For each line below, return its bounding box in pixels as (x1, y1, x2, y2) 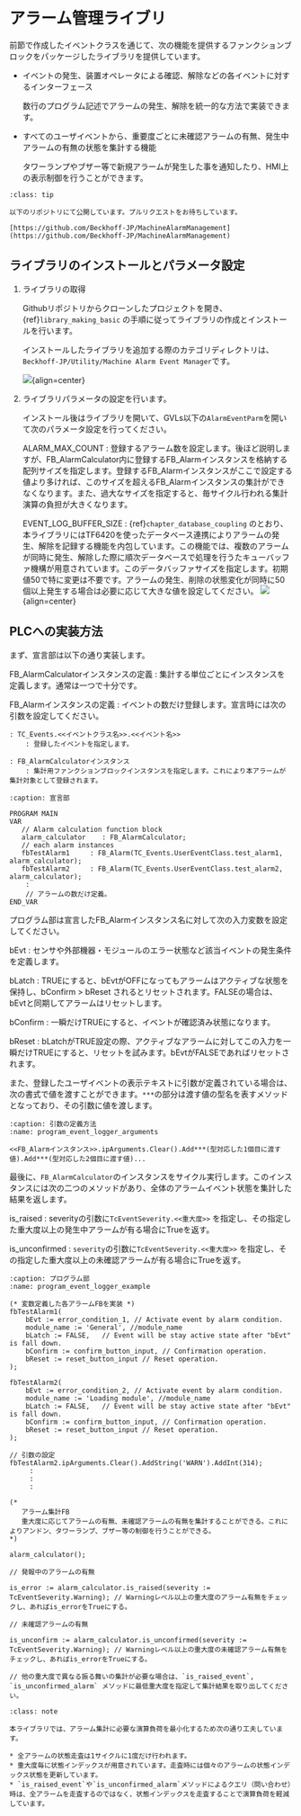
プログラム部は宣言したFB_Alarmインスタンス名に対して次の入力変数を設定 (9, 914, 288, 925)
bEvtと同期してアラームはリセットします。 (9, 997, 167, 1008)
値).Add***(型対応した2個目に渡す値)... (9, 1154, 146, 1163)
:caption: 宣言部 (9, 793, 70, 802)
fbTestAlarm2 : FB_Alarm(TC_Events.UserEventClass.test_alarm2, (21, 864, 283, 873)
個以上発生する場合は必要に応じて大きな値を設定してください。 (22, 586, 259, 596)
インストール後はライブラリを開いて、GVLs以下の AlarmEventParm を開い (22, 412, 288, 423)
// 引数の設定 (9, 1450, 56, 1460)
